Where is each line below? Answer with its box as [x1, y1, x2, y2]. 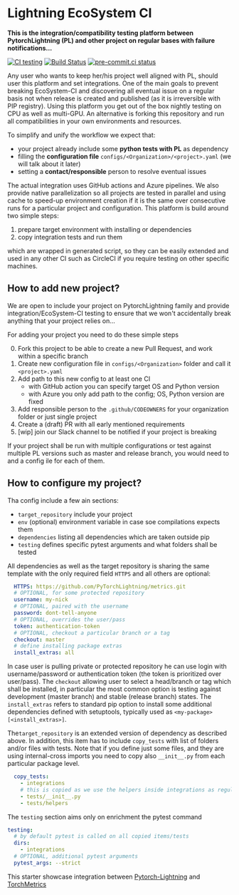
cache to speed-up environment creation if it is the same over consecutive [7, 196, 226, 205]
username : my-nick [14, 596, 69, 603]
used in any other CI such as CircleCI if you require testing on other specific [7, 254, 230, 262]
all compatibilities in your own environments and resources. [7, 116, 182, 126]
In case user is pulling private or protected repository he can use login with [7, 662, 228, 671]
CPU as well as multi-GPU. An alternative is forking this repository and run [7, 109, 225, 118]
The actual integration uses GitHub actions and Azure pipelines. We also [7, 180, 219, 190]
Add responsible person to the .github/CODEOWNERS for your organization [17, 404, 229, 413]
